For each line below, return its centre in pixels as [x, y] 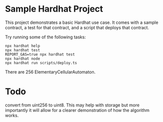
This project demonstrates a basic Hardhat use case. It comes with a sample [82, 22]
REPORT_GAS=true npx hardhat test [40, 54]
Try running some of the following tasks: [45, 37]
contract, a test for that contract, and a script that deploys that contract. [77, 27]
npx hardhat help [23, 46]
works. [12, 115]
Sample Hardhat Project [54, 9]
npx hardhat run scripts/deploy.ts [41, 63]
